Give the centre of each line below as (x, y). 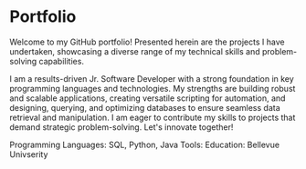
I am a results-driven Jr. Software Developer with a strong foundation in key (152, 78)
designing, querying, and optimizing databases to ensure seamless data (145, 107)
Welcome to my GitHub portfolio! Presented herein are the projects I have (147, 42)
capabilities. (62, 61)
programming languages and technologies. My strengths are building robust (153, 88)
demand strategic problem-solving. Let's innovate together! (121, 127)
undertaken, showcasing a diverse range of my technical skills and (135, 51)
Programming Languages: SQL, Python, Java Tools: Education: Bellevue (145, 144)
